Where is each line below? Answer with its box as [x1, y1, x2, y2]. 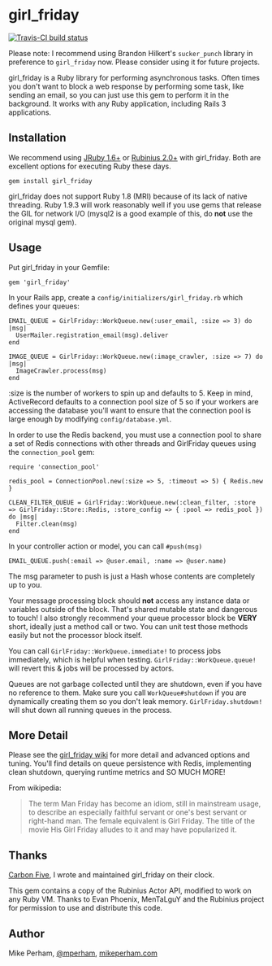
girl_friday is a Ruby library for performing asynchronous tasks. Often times [8, 72, 260, 82]
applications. [8, 107, 51, 117]
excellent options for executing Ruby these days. [8, 161, 172, 171]
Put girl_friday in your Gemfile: [8, 262, 110, 272]
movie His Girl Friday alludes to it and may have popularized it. [28, 824, 237, 835]
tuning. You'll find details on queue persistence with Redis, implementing [8, 758, 252, 768]
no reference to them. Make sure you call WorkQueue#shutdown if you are [8, 688, 247, 697]
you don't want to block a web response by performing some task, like [8, 81, 244, 91]
